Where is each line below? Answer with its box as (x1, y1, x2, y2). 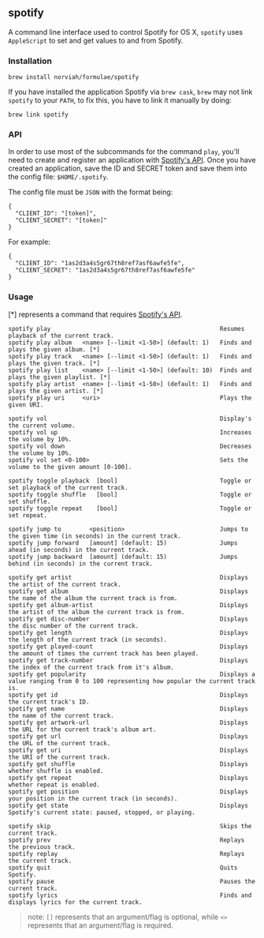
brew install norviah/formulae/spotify (8, 73, 139, 81)
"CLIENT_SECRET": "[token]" (15, 216, 108, 224)
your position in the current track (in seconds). (8, 794, 178, 802)
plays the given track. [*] (8, 359, 101, 367)
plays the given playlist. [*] (8, 373, 111, 381)
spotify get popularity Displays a (8, 670, 256, 678)
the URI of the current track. (8, 753, 111, 761)
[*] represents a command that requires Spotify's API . (8, 310, 183, 319)
